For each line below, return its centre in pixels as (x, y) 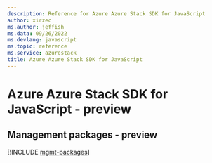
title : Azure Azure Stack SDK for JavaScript (75, 60)
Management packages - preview (82, 135)
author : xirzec (29, 20)
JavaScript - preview (69, 109)
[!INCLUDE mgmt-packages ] (48, 152)
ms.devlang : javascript (42, 40)
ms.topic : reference (38, 46)
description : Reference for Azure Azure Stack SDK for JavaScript (106, 14)
